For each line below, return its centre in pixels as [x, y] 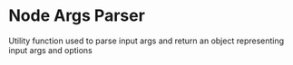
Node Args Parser [77, 16]
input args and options [50, 50]
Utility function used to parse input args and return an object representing [146, 41]
